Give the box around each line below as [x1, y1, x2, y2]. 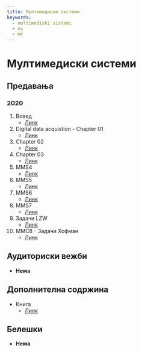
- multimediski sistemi [12, 20, 72, 26]
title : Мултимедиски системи [7, 8, 80, 15]
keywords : [7, 14, 32, 20]
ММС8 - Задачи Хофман [15, 228, 79, 234]
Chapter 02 [15, 138, 44, 145]
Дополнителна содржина [7, 285, 109, 295]
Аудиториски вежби [7, 251, 88, 261]
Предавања [7, 80, 54, 91]
